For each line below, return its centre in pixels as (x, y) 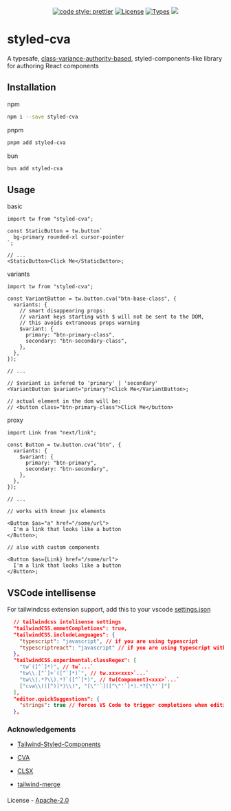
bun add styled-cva (35, 168)
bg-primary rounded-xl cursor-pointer (69, 237)
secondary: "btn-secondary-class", (76, 341)
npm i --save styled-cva (43, 117)
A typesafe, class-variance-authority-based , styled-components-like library (114, 58)
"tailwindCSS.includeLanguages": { (64, 634)
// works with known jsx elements (57, 511)
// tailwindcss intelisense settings (67, 622)
